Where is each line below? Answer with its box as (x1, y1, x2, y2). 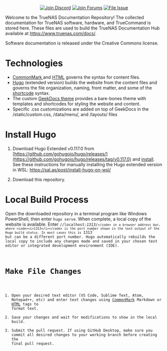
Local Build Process (5, 194, 89, 205)
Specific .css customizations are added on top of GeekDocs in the (12, 106, 149, 112)
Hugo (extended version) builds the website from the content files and (12, 79, 157, 85)
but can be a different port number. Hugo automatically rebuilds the (5, 234, 155, 239)
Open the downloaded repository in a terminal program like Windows (5, 210, 147, 216)
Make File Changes (5, 267, 81, 276)
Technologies (5, 58, 63, 69)
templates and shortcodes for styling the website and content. (12, 101, 141, 107)
